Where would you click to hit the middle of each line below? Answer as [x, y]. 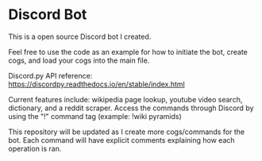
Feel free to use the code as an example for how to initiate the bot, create [128, 52]
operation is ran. [35, 148]
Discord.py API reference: [50, 75]
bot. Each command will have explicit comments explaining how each [122, 140]
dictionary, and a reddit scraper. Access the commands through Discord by [131, 108]
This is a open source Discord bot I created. [80, 36]
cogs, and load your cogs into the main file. [79, 60]
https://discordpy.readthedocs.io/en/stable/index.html [96, 84]
